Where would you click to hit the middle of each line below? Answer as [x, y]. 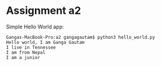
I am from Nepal [26, 52]
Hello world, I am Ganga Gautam [45, 42]
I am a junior [23, 57]
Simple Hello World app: [35, 27]
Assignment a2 [44, 11]
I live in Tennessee [31, 47]
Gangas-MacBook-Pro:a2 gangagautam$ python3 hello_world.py [81, 37]
